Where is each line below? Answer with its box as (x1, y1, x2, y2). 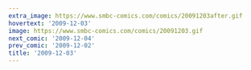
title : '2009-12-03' (8, 49, 78, 57)
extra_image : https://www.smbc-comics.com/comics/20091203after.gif (8, 11, 243, 20)
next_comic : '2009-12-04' (8, 34, 95, 43)
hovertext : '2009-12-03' (8, 19, 92, 27)
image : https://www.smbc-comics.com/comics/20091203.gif (8, 27, 204, 35)
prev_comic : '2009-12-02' (8, 42, 95, 50)
